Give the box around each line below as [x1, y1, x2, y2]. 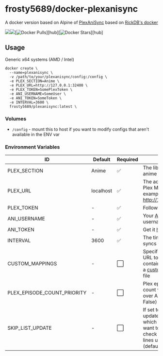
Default [93, 156, 111, 163]
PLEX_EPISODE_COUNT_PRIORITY [7, 289, 87, 296]
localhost [91, 187, 113, 194]
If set [143, 306, 155, 313]
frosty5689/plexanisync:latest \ [9, 104, 77, 109]
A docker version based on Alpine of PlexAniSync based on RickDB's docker [5, 19, 158, 25]
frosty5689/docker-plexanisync [5, 3, 138, 15]
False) [143, 299, 157, 305]
